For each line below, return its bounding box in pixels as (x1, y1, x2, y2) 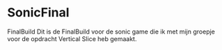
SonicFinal (7, 5, 70, 21)
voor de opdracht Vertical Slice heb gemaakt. (7, 34, 137, 42)
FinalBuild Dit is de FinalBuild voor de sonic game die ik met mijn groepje (7, 27, 216, 36)
